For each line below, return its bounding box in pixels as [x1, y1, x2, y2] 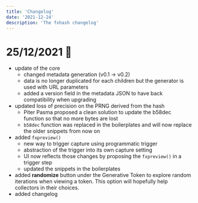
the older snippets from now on [23, 128, 100, 135]
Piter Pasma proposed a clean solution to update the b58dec [23, 109, 171, 116]
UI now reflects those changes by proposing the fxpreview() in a [23, 153, 182, 160]
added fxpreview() [14, 134, 61, 141]
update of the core [14, 65, 60, 72]
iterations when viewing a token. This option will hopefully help [14, 178, 168, 185]
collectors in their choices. [14, 184, 80, 191]
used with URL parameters [23, 83, 89, 91]
